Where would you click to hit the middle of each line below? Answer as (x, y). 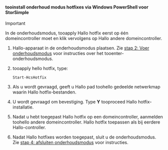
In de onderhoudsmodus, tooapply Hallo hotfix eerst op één (67, 33)
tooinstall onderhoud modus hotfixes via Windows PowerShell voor (77, 7)
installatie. (23, 107)
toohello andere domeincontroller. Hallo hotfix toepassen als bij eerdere (86, 122)
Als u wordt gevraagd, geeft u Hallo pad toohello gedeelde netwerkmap (86, 87)
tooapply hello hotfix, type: (40, 68)
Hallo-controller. (29, 127)
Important (15, 23)
